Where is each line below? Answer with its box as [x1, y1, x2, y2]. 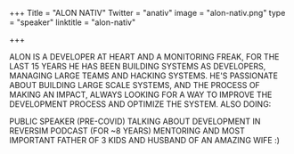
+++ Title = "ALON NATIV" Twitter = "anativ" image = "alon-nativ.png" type [9, 8, 286, 18]
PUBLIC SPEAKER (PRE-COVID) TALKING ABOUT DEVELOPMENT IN [9, 116, 261, 126]
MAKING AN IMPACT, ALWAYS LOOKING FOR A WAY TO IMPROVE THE [9, 89, 273, 100]
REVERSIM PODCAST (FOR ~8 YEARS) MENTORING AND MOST [9, 126, 245, 136]
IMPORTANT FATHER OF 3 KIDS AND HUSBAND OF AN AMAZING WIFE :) [9, 135, 281, 145]
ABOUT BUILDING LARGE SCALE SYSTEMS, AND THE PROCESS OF [9, 80, 260, 90]
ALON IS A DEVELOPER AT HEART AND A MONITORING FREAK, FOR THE [9, 52, 280, 61]
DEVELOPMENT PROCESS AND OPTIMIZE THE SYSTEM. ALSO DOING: [9, 99, 272, 109]
